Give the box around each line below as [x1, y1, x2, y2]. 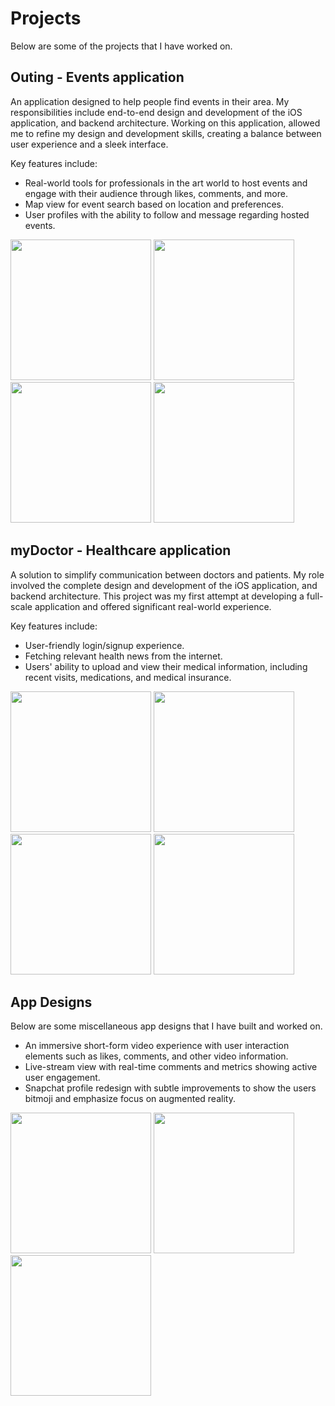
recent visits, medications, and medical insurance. [24, 671, 232, 683]
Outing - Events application [10, 69, 185, 86]
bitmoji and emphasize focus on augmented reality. [24, 1093, 236, 1105]
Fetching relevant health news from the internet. [24, 650, 223, 662]
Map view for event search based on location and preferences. [24, 198, 284, 210]
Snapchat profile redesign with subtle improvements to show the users [24, 1082, 317, 1094]
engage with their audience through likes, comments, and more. [24, 187, 288, 199]
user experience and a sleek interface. [10, 138, 169, 150]
